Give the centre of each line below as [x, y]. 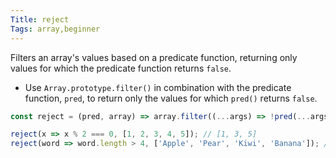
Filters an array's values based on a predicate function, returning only [154, 57]
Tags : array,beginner [55, 29]
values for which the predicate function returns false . [121, 68]
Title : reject [40, 19]
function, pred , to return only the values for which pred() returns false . [171, 98]
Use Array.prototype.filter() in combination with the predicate [158, 87]
